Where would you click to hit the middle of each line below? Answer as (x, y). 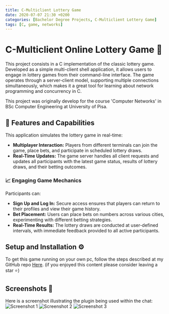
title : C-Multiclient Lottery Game (43, 10)
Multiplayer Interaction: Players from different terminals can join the (85, 145)
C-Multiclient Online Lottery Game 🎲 (84, 50)
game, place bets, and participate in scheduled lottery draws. (77, 150)
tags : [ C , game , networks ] (34, 24)
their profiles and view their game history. (57, 209)
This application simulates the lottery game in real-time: (64, 135)
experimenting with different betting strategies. (62, 220)
